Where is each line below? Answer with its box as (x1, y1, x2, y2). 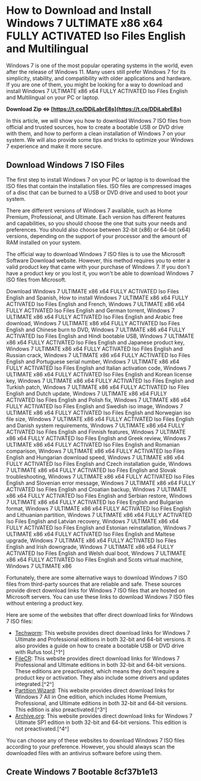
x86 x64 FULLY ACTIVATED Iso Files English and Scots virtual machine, (6, 556, 184, 563)
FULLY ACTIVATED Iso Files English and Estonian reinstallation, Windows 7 (6, 524, 191, 531)
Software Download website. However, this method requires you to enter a (6, 257, 190, 264)
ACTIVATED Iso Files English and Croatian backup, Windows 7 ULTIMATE (6, 485, 187, 493)
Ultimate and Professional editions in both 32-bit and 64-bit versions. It (14, 636, 191, 643)
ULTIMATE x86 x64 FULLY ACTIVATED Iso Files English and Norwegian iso (6, 409, 191, 416)
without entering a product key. (6, 599, 84, 607)
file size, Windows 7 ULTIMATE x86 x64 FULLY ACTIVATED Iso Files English (6, 415, 194, 423)
